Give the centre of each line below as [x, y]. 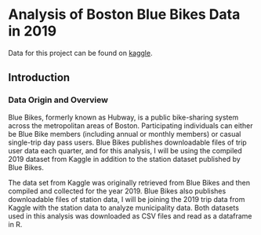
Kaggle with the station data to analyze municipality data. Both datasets [123, 207]
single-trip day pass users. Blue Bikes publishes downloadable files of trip [127, 142]
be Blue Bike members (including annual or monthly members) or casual [125, 134]
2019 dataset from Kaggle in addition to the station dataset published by [124, 159]
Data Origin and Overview [58, 100]
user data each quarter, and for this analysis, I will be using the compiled [125, 150]
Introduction [39, 77]
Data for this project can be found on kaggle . [80, 53]
